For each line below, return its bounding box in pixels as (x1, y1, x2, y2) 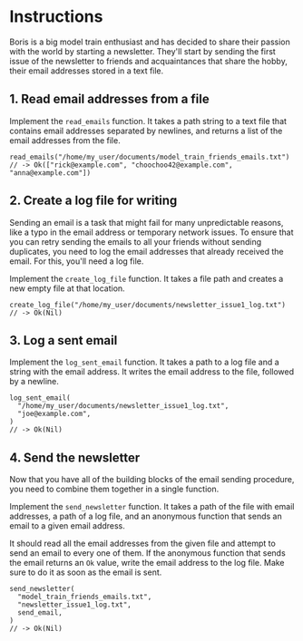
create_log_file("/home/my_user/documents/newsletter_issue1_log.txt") (9, 300, 286, 309)
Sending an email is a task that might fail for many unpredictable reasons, (9, 217, 284, 228)
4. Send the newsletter (9, 450, 141, 465)
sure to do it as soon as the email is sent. (9, 567, 162, 578)
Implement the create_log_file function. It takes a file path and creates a (9, 273, 284, 284)
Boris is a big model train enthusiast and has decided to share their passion (9, 36, 290, 47)
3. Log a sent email (9, 333, 118, 348)
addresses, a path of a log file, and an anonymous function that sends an (9, 510, 283, 522)
